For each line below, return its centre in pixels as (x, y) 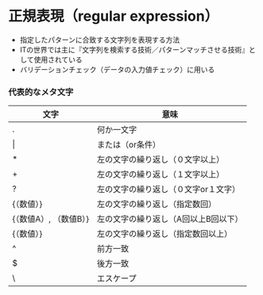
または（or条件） (129, 145)
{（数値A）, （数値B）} (51, 219)
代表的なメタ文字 (41, 92)
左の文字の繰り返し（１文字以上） (161, 174)
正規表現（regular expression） (114, 16)
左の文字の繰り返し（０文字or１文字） (168, 190)
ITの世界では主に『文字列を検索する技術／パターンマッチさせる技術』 (134, 49)
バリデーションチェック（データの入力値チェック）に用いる (117, 69)
